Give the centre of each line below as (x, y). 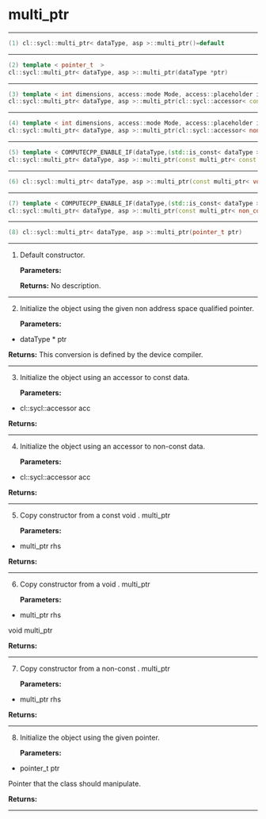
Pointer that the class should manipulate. (74, 784)
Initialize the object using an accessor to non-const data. (112, 447)
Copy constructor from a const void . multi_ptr (95, 515)
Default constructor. (52, 255)
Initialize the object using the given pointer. (89, 738)
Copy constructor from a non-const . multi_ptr (95, 669)
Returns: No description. (60, 286)
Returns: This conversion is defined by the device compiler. (106, 355)
